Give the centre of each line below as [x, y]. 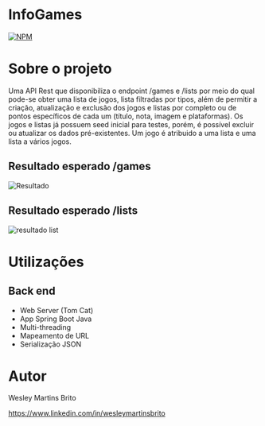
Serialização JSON [51, 344]
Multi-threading [45, 327]
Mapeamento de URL [55, 335]
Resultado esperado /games [80, 167]
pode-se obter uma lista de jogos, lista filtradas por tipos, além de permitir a [133, 99]
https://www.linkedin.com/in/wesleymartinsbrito [87, 413]
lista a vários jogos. [40, 141]
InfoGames [45, 15]
